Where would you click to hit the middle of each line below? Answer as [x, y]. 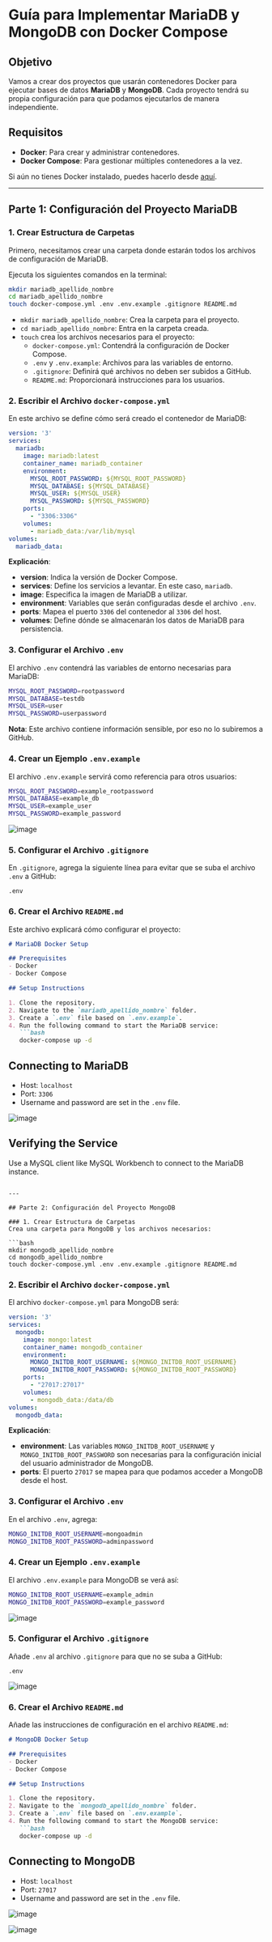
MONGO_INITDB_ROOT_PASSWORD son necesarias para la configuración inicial [140, 1455]
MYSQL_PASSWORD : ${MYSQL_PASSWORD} [90, 501]
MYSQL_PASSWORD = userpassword [57, 714]
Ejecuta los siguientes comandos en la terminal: [88, 274]
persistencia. [42, 629]
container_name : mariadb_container [83, 463]
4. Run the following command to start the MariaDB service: [114, 1026]
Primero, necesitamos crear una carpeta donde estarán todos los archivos [132, 250]
